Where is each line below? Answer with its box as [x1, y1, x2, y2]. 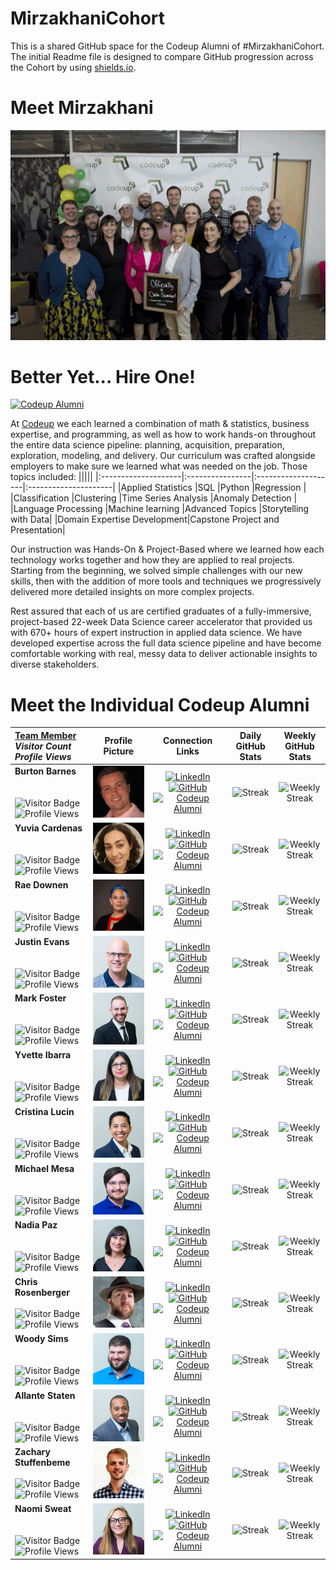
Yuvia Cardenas [14, 822, 83, 834]
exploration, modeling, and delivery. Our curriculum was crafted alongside [10, 450, 316, 462]
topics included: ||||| [10, 471, 94, 483]
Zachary [14, 1446, 51, 1458]
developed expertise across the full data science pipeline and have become [10, 637, 322, 649]
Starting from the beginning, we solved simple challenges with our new [10, 565, 303, 577]
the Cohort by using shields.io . [10, 61, 137, 73]
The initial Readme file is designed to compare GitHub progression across [10, 50, 314, 62]
